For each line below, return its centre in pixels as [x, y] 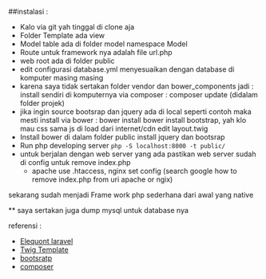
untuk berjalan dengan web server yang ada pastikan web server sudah [138, 154]
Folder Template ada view [62, 35]
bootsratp [36, 258]
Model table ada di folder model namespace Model [103, 44]
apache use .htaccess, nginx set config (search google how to [134, 171]
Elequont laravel [46, 241]
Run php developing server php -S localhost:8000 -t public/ [123, 145]
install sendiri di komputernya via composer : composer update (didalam [139, 94]
